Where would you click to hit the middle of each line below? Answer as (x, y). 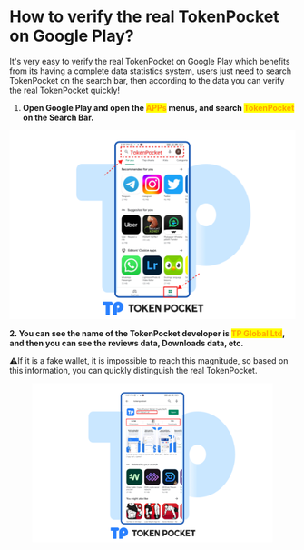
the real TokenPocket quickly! (65, 90)
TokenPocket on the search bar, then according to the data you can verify (147, 80)
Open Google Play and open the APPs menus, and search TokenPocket (158, 107)
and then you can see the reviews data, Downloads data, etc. (127, 344)
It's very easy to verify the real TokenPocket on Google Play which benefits (150, 61)
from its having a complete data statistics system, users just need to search (151, 71)
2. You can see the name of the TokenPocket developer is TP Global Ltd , (147, 334)
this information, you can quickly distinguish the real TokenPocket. (133, 371)
